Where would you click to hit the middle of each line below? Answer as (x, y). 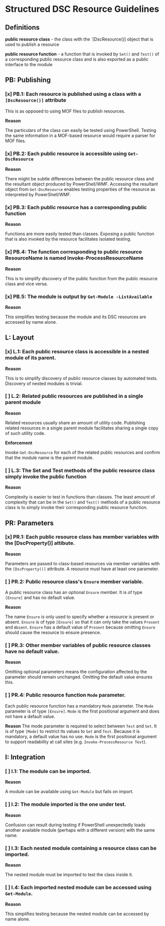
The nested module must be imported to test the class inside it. (69, 875)
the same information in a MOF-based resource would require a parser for (80, 135)
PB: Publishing (28, 80)
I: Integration (25, 757)
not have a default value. (30, 716)
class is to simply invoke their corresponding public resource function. (76, 507)
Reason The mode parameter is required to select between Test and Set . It (81, 726)
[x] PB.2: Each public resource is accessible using (66, 153)
